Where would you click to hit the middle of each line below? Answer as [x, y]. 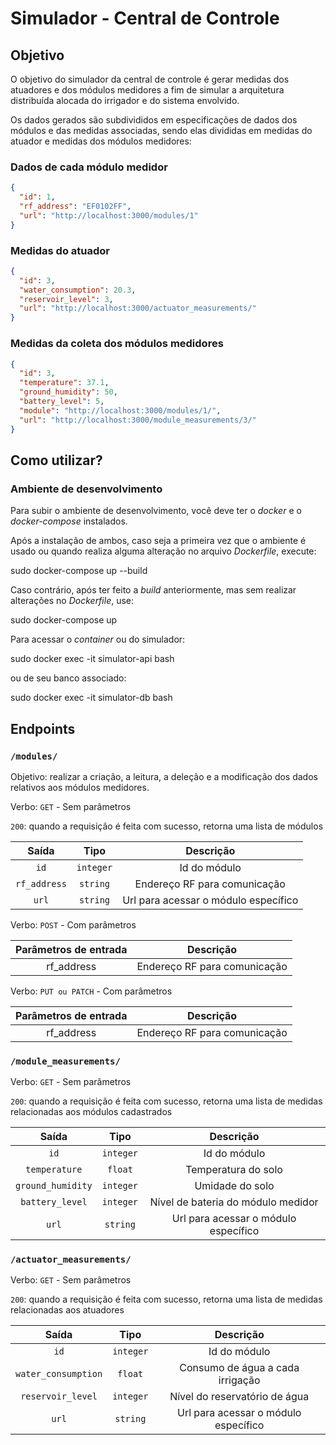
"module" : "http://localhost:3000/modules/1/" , [120, 410]
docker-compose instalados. [69, 521]
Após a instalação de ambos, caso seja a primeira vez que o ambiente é [158, 541]
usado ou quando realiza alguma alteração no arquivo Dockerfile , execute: [163, 551]
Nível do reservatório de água [239, 1397]
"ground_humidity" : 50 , [68, 392]
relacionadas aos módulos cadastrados [91, 1112]
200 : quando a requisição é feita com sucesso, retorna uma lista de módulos [167, 826]
